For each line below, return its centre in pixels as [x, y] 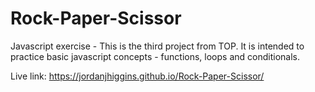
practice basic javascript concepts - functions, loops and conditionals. [155, 56]
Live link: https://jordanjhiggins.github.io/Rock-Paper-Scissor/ [137, 76]
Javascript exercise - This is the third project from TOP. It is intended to [157, 46]
